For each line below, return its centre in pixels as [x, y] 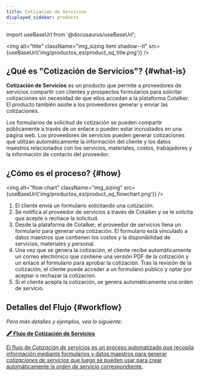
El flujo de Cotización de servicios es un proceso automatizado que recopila [100, 347]
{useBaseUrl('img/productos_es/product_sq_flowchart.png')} [81, 194]
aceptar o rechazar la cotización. [55, 275]
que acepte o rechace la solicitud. [57, 219]
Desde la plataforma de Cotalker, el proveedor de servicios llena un [98, 225]
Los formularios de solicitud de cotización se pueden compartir [84, 123]
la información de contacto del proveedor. [58, 154]
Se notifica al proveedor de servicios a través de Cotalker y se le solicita [104, 212]
